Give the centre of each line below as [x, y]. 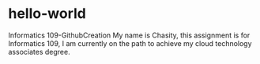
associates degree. [39, 52]
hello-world [47, 14]
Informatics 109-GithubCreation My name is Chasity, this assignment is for [129, 35]
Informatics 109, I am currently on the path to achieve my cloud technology [130, 43]
